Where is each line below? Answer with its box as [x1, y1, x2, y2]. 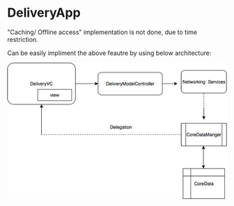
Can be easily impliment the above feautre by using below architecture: [7, 49, 212, 57]
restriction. [7, 35, 38, 43]
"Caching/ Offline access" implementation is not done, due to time [7, 28, 198, 36]
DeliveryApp [7, 5, 81, 21]
